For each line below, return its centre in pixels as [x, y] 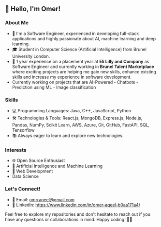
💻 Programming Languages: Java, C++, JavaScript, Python [72, 110]
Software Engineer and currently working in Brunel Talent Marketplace [83, 67]
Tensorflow [23, 130]
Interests [16, 150]
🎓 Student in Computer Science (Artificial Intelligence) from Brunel [79, 49]
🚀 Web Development [32, 171]
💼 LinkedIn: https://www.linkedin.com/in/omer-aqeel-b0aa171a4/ [76, 205]
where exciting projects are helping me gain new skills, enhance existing [84, 71]
